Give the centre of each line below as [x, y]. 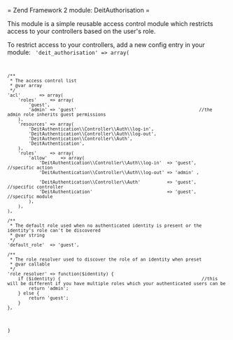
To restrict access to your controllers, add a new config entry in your [106, 45]
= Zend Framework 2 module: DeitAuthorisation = [79, 10]
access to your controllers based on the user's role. [82, 31]
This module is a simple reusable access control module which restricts [110, 24]
